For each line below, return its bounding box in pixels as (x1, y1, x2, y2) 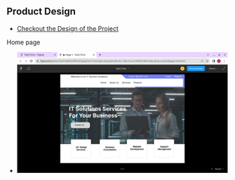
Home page (6, 38, 41, 46)
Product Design (6, 6, 76, 18)
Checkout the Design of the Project (16, 24, 119, 32)
